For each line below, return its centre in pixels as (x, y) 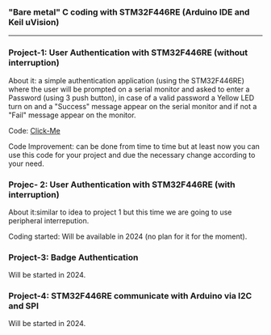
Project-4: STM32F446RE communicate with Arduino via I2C (130, 296)
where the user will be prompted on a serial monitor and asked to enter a (129, 89)
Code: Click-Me (34, 130)
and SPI (23, 306)
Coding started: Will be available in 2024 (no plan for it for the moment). (128, 236)
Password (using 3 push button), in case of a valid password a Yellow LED (131, 98)
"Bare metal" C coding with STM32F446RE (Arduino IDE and (129, 12)
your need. (26, 163)
